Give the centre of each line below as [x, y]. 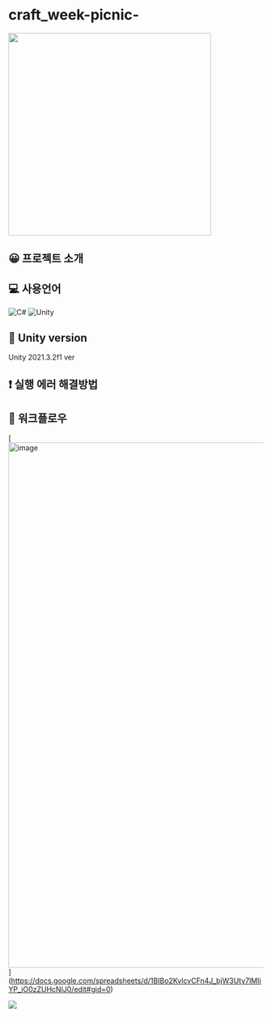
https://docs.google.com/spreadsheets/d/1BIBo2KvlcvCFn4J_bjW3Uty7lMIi [136, 981]
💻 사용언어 [35, 289]
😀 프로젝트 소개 [46, 259]
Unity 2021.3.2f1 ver [42, 357]
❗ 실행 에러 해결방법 [53, 385]
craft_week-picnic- [74, 15]
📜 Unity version [48, 338]
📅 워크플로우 [38, 418]
